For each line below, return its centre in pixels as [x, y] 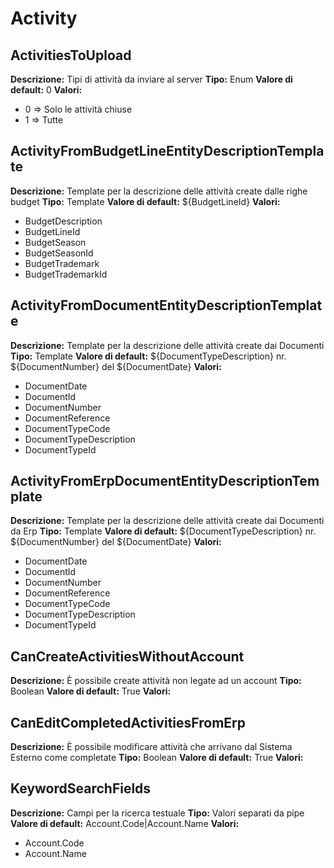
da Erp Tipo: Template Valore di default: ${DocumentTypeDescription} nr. [163, 531]
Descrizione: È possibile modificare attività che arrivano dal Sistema [151, 747]
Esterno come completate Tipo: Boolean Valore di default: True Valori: [157, 758]
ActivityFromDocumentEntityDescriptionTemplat [166, 305]
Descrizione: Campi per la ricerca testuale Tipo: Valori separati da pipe [157, 813]
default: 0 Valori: [46, 90]
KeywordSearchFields [81, 788]
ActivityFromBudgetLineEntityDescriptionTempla [167, 151]
